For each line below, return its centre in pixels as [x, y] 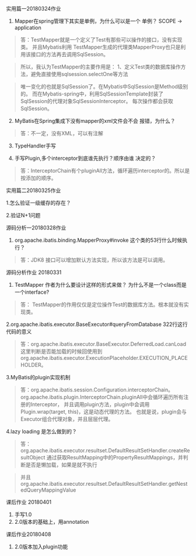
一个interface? [32, 292]
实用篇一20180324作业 [34, 8]
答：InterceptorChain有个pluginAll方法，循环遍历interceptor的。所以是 [105, 171]
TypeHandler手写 [35, 146]
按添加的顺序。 [38, 178]
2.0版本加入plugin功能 [41, 547]
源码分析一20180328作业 [36, 228]
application [28, 28]
